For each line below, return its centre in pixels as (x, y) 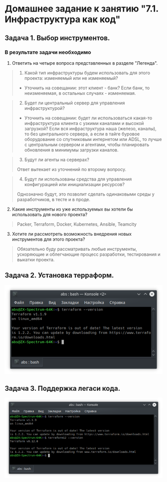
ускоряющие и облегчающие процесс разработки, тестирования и (88, 254)
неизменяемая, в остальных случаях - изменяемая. (80, 93)
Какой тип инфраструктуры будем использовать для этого (87, 73)
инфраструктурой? (44, 108)
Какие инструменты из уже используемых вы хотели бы (72, 209)
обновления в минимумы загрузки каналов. (71, 150)
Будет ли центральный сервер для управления (75, 103)
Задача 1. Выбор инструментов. (57, 38)
